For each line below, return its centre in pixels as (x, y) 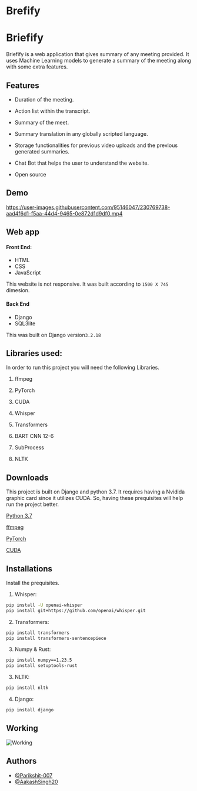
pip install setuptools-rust (42, 666)
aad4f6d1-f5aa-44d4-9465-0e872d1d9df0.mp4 (64, 213)
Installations (29, 569)
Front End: (19, 247)
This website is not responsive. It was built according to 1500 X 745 (87, 284)
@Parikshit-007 (34, 775)
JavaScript (28, 273)
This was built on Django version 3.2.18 (54, 335)
